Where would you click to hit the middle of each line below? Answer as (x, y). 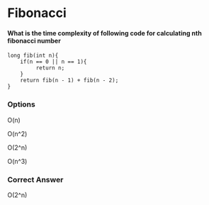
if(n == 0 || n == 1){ (53, 62)
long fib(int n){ (33, 56)
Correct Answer (35, 179)
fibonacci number (34, 40)
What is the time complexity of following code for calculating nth (104, 33)
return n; (50, 68)
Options (21, 104)
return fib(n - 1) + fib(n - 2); (69, 81)
